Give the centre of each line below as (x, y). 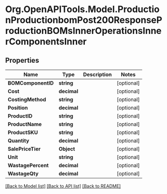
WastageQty (23, 173)
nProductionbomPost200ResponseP (84, 20)
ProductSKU (23, 132)
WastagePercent (28, 165)
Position (18, 108)
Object (67, 149)
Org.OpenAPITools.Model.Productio (82, 9)
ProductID (20, 116)
